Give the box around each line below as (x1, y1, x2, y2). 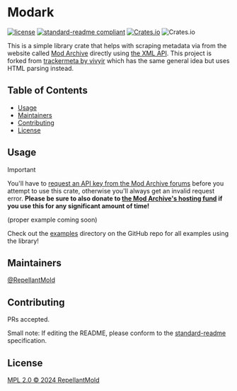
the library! (7, 237, 39, 245)
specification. (7, 336, 47, 345)
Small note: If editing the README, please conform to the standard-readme (7, 329, 226, 337)
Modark (7, 4, 54, 21)
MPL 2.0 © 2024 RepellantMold (7, 376, 100, 384)
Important (7, 165, 36, 174)
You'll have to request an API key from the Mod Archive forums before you (7, 178, 224, 188)
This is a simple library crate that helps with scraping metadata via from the (7, 41, 227, 50)
